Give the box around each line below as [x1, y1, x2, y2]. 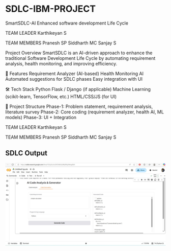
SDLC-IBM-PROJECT [5, 3, 96, 15]
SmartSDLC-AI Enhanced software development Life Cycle [5, 20, 129, 26]
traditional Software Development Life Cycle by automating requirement [5, 55, 156, 61]
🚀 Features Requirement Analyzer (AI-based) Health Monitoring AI [5, 70, 144, 77]
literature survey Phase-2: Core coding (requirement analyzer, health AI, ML [5, 108, 164, 115]
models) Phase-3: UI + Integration [5, 114, 77, 120]
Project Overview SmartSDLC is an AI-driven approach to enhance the [5, 50, 153, 56]
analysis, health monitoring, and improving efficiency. [5, 60, 118, 66]
